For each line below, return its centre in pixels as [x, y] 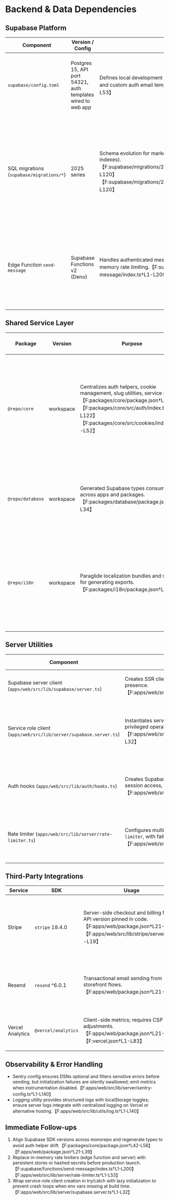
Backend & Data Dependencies [71, 9]
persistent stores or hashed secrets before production [68, 1163]
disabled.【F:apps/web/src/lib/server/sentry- [105, 1088]
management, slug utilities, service [121, 393]
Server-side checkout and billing [122, 913]
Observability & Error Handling [54, 1064]
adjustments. [99, 1026]
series [78, 175]
